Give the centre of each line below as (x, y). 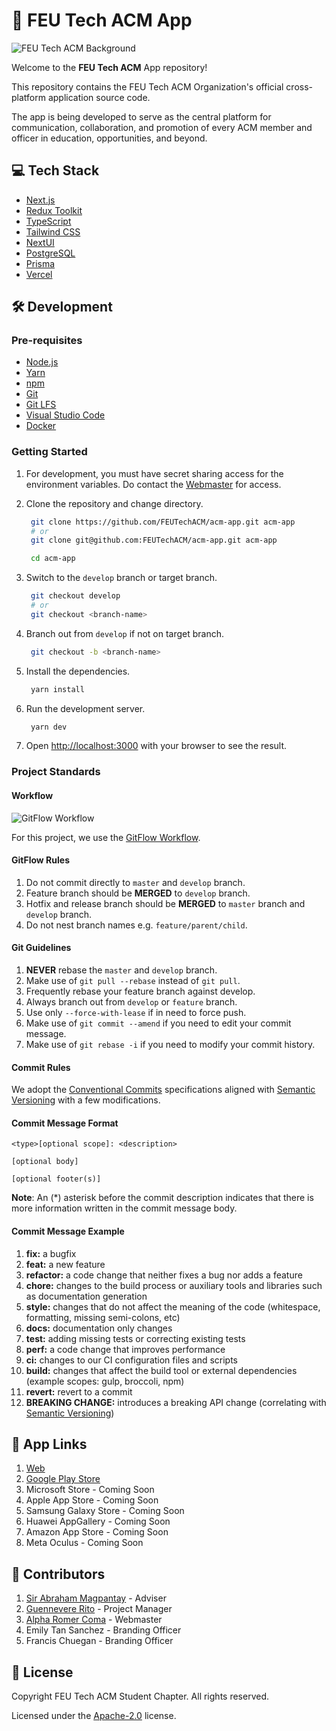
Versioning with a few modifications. (86, 1100)
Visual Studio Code (65, 415)
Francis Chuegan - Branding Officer (99, 1641)
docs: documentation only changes (99, 1328)
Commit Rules (41, 1067)
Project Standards (56, 772)
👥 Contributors (58, 1574)
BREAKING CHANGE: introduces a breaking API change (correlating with (176, 1402)
